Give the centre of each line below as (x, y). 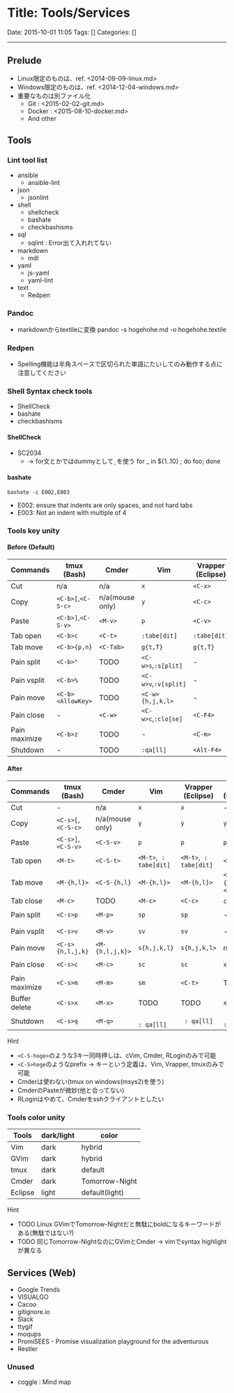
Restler (28, 1349)
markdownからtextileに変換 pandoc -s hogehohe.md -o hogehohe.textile (122, 329)
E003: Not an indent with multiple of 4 (72, 512)
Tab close (27, 901)
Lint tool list (27, 160)
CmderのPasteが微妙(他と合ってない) (71, 1090)
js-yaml (39, 273)
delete (21, 1007)
